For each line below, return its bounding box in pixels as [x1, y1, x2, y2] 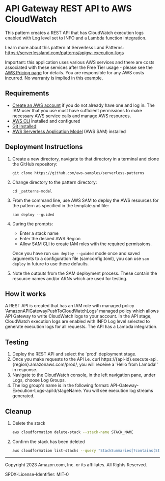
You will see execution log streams [83, 387, 154, 394]
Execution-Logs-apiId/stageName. [12, 387, 82, 394]
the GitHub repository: [12, 161, 57, 167]
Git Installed [12, 123, 37, 129]
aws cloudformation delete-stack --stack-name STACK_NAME [12, 430, 134, 435]
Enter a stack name [19, 230, 59, 236]
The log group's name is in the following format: [12, 383, 110, 388]
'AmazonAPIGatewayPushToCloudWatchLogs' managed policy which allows [5, 308, 159, 314]
